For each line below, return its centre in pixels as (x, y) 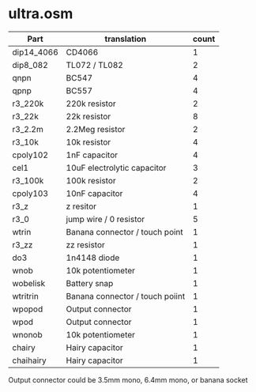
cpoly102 (30, 155)
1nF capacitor (92, 155)
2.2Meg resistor (96, 129)
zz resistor (85, 244)
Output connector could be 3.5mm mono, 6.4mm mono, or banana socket (128, 379)
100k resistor (91, 180)
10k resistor (88, 141)
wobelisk (29, 283)
